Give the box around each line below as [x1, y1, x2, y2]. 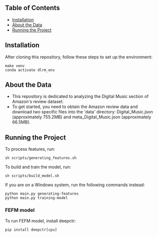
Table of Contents [5, 4, 60, 12]
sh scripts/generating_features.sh [5, 156, 77, 160]
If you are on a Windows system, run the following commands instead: [5, 182, 145, 188]
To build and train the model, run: [5, 164, 71, 170]
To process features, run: [5, 146, 56, 152]
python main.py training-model [5, 196, 68, 201]
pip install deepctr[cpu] [5, 227, 57, 232]
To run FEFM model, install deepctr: [5, 218, 76, 223]
